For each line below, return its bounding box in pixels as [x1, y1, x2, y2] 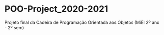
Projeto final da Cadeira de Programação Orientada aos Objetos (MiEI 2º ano [4, 19, 160, 25]
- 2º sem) [4, 24, 24, 30]
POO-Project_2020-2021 [4, 3, 109, 15]
